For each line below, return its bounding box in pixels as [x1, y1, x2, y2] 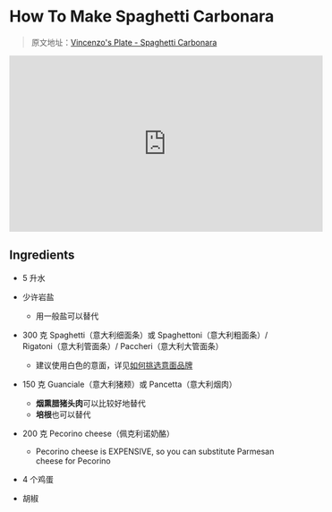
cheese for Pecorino [35, 455, 111, 466]
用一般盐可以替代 [35, 311, 99, 321]
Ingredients [9, 248, 75, 263]
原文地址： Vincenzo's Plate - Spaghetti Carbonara [30, 37, 217, 47]
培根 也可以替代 [35, 409, 91, 420]
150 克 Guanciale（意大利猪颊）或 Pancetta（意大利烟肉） [21, 379, 237, 389]
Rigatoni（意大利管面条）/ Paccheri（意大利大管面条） [21, 340, 224, 351]
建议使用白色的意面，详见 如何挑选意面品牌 [35, 360, 193, 371]
